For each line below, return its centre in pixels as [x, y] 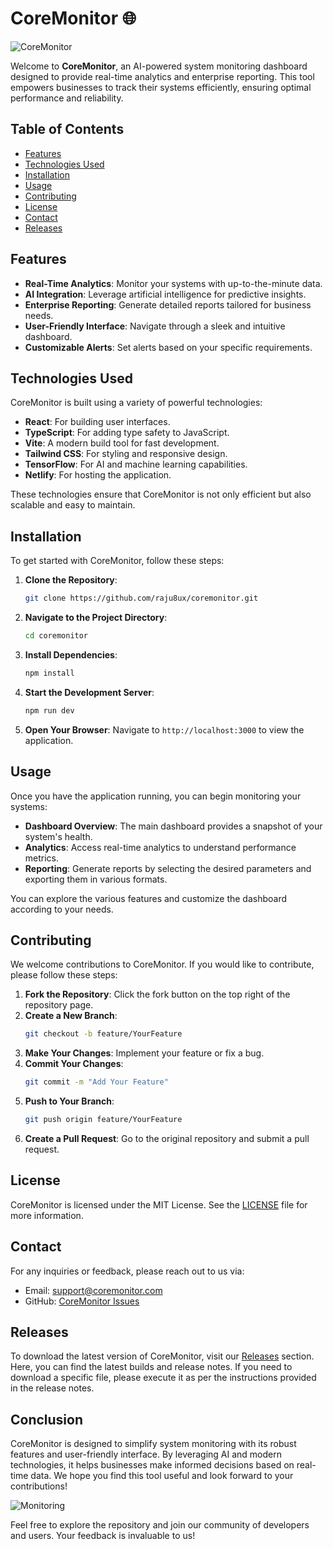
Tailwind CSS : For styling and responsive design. [126, 454]
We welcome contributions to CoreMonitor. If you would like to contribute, [162, 964]
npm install [49, 673]
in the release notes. [52, 1388]
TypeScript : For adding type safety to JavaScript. [127, 433]
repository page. [59, 1005]
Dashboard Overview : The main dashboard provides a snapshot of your [173, 826]
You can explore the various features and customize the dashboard [149, 898]
